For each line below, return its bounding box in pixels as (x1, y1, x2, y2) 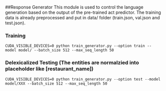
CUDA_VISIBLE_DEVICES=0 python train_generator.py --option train (5, 44, 145, 48)
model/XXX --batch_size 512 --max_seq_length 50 (5, 81, 108, 86)
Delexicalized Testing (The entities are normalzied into (5, 59, 139, 66)
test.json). (5, 20, 26, 26)
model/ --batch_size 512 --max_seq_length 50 (18, 48, 114, 53)
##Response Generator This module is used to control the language (5, 4, 144, 10)
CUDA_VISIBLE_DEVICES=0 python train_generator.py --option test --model (5, 77, 161, 82)
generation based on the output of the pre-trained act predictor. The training (5, 9, 161, 15)
